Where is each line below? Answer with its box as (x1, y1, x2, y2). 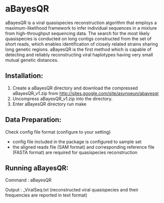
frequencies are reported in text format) (5, 192, 88, 198)
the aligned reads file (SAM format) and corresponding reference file (12, 144, 154, 150)
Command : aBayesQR (5, 177, 52, 183)
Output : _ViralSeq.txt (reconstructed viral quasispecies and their (5, 187, 139, 193)
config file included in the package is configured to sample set (12, 139, 142, 145)
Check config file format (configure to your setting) (5, 129, 111, 135)
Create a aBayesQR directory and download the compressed (12, 85, 138, 91)
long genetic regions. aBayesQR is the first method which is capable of (5, 46, 152, 52)
